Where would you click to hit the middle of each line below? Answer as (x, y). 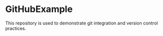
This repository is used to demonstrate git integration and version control (82, 23)
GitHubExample (39, 9)
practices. (16, 28)
